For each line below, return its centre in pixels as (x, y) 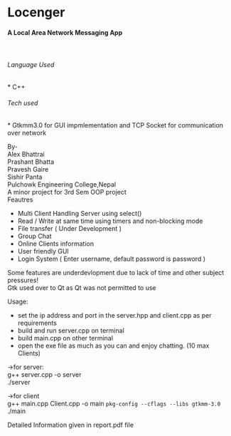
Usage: (18, 301)
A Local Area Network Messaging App (65, 32)
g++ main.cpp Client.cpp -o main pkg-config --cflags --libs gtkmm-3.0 (114, 403)
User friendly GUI (43, 251)
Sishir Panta (25, 177)
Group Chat (34, 236)
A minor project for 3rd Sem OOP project (67, 192)
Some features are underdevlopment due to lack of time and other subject (116, 272)
